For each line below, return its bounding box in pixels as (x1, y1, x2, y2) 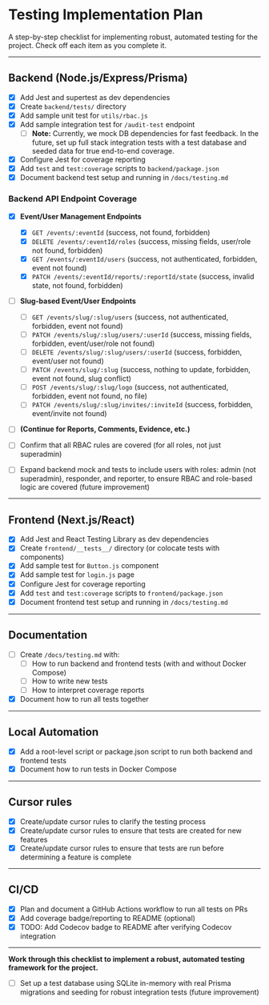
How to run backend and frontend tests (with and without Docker (31, 659, 247, 668)
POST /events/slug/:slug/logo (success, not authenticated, (31, 382, 229, 392)
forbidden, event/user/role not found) (31, 338, 155, 349)
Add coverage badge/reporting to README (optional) (19, 913, 196, 923)
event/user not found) (31, 356, 104, 366)
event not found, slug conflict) (31, 374, 132, 383)
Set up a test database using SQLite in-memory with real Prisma (19, 978, 231, 987)
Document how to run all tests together (19, 694, 150, 703)
